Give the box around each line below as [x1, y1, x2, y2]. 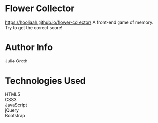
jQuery [5, 107, 19, 113]
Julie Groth [5, 58, 28, 64]
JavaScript [5, 102, 27, 108]
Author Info [5, 42, 53, 53]
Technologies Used [5, 75, 86, 87]
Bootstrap [5, 112, 26, 118]
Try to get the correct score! [5, 24, 63, 30]
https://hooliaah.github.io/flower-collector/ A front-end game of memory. [5, 19, 154, 25]
